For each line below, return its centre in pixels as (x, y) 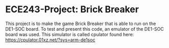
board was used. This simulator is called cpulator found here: (70, 34)
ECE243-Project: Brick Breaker (72, 9)
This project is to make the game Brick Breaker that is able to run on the (81, 23)
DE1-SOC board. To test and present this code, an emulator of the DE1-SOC (85, 29)
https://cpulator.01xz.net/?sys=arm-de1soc (50, 40)
